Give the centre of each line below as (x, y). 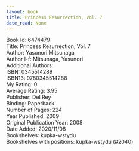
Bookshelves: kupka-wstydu (41, 135)
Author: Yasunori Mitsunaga (40, 53)
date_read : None (26, 23)
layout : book (22, 12)
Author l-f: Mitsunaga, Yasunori (45, 59)
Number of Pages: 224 (34, 110)
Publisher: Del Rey (29, 97)
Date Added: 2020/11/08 (36, 129)
